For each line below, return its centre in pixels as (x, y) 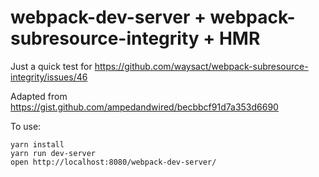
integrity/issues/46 (49, 77)
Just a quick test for (51, 66)
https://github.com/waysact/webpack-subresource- (201, 66)
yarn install (37, 144)
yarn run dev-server (53, 153)
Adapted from (39, 96)
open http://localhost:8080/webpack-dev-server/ (113, 162)
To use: (26, 126)
